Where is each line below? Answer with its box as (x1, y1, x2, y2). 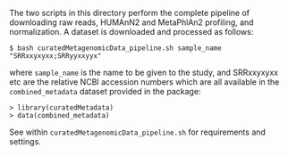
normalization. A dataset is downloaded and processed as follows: (9, 27, 254, 37)
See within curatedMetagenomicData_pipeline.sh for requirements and (9, 127, 267, 137)
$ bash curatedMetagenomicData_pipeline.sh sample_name (9, 44, 222, 53)
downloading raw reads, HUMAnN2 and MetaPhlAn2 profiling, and (9, 17, 254, 28)
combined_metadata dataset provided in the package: (9, 86, 201, 96)
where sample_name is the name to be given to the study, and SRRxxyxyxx (9, 67, 279, 78)
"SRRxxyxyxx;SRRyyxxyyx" (9, 52, 102, 61)
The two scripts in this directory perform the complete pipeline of (9, 8, 250, 18)
